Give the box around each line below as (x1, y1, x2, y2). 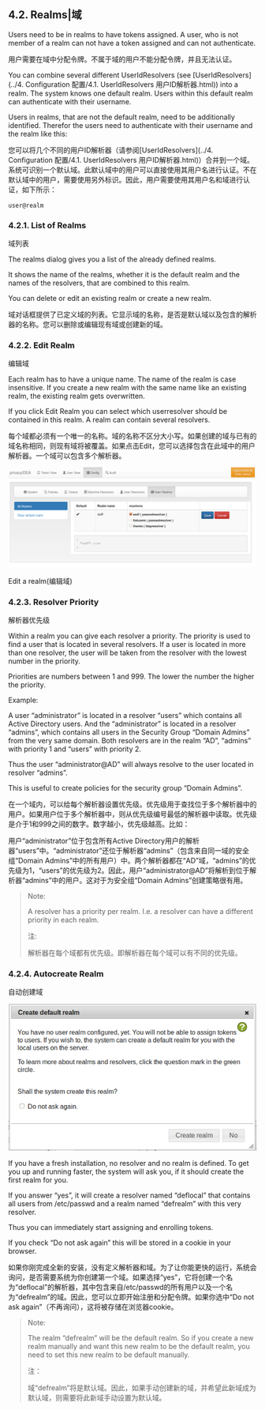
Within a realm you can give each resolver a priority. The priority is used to (8, 631, 251, 641)
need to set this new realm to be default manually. (27, 1350, 190, 1359)
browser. (8, 1246, 37, 1255)
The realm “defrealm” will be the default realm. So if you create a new (27, 1333, 254, 1342)
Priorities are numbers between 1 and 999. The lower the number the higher (8, 671, 255, 681)
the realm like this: (8, 129, 68, 138)
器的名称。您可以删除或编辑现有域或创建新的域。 (8, 320, 167, 329)
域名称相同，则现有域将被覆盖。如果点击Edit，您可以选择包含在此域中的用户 (8, 442, 256, 451)
